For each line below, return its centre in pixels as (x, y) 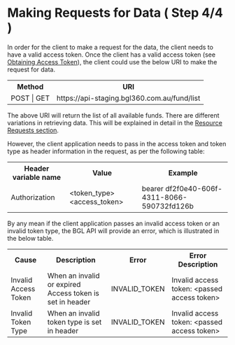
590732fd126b (168, 206)
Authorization (33, 197)
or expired (64, 284)
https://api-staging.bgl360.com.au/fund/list (128, 98)
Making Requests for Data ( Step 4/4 (115, 13)
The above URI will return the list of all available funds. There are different (113, 115)
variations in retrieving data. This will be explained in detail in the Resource (115, 122)
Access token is (73, 293)
